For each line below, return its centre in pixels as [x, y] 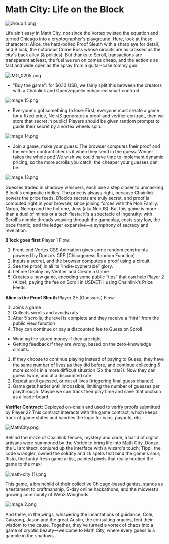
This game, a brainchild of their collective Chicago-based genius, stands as [84, 484]
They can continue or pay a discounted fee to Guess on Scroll [77, 329]
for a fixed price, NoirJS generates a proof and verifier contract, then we [88, 116]
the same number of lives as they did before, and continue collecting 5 [87, 365]
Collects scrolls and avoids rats [45, 312]
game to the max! [24, 464]
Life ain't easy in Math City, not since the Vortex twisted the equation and [82, 33]
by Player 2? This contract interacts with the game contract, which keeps [82, 412]
